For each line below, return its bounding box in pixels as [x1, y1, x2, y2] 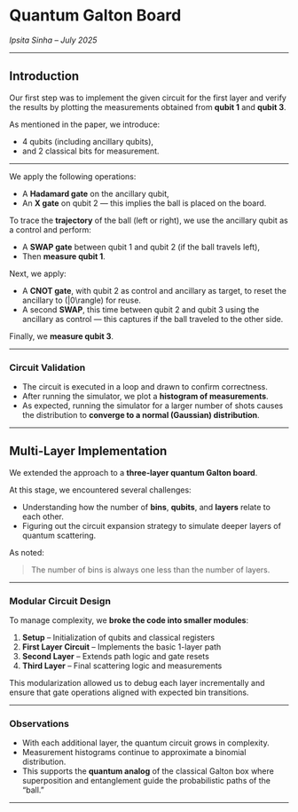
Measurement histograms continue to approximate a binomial [21, 747, 247, 758]
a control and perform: [9, 224, 91, 235]
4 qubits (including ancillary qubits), [21, 136, 153, 146]
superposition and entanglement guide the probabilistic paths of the [21, 776, 271, 786]
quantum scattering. [21, 530, 97, 540]
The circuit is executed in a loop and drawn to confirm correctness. [21, 382, 268, 392]
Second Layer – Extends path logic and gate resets [21, 651, 210, 662]
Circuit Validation [9, 361, 86, 374]
